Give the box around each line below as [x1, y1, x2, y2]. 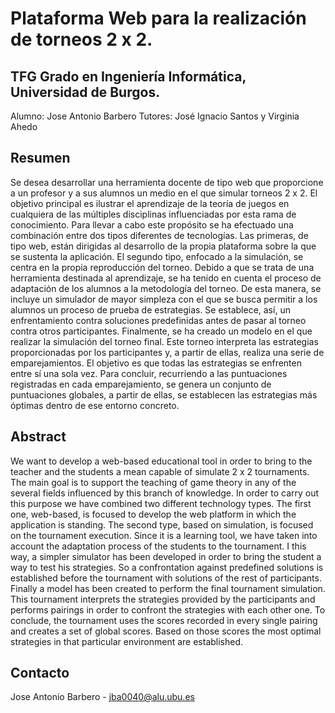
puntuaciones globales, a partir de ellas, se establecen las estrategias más [10, 388, 318, 401]
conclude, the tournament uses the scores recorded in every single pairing [10, 614, 318, 626]
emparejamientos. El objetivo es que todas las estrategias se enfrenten [10, 357, 302, 369]
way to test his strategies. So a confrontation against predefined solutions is [10, 561, 324, 573]
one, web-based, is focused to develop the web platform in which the [10, 508, 297, 520]
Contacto [10, 665, 70, 682]
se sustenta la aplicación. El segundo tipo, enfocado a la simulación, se [10, 250, 304, 262]
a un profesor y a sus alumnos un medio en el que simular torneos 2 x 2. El [10, 187, 318, 199]
